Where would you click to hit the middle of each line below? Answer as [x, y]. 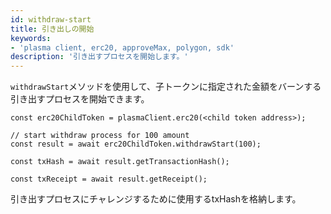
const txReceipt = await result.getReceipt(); [109, 179]
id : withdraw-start [51, 19]
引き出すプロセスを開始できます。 [80, 99]
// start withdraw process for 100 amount [100, 136]
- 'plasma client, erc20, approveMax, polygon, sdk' [122, 47]
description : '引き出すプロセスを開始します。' [99, 57]
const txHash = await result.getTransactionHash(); [120, 162]
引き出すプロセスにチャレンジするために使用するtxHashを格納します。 [156, 199]
